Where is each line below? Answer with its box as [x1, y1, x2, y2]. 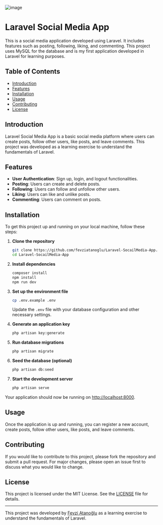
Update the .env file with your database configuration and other [12, 307, 140, 312]
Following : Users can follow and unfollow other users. [12, 186, 120, 192]
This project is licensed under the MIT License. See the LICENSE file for [5, 491, 148, 497]
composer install [12, 271, 48, 275]
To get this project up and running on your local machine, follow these [5, 224, 145, 230]
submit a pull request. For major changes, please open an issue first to [5, 459, 146, 465]
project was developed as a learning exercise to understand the [5, 144, 132, 150]
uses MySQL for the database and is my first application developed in [5, 48, 144, 54]
